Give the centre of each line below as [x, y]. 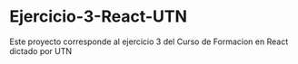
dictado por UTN [41, 50]
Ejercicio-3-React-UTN [99, 17]
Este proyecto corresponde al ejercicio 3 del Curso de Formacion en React [149, 41]
